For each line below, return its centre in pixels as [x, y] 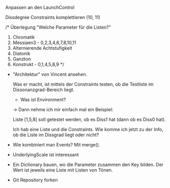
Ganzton [22, 59]
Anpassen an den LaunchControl [40, 7]
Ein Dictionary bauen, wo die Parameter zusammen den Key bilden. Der [88, 164]
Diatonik [22, 54]
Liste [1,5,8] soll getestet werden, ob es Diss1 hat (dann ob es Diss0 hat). [89, 119]
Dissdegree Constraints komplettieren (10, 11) [53, 17]
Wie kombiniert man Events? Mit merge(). [56, 145]
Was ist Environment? [43, 100]
